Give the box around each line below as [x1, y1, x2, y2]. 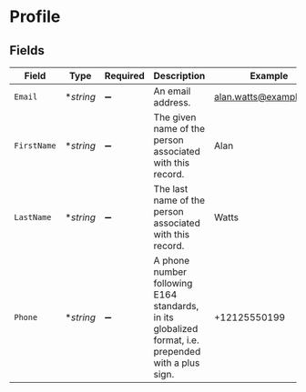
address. [153, 96, 191, 108]
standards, [153, 300, 199, 312]
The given [153, 111, 197, 124]
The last [153, 183, 189, 195]
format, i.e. [153, 334, 199, 347]
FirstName [14, 141, 56, 151]
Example [250, 70, 289, 82]
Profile [9, 6, 61, 27]
